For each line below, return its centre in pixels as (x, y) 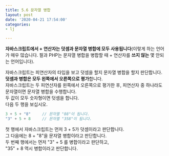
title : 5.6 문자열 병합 (28, 10)
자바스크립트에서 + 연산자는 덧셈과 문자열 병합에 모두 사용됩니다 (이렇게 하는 (80, 49)
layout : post (19, 15)
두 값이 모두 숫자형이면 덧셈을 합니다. (42, 98)
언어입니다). (23, 61)
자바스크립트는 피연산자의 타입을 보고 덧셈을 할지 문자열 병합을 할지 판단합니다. (84, 73)
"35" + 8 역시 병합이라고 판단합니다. (42, 148)
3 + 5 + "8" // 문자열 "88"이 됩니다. (47, 114)
